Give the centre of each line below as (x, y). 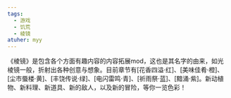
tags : (15, 14)
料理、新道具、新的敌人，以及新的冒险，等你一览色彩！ (106, 87)
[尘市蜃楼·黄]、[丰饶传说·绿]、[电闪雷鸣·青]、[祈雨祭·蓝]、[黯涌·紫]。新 (110, 79)
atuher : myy (25, 40)
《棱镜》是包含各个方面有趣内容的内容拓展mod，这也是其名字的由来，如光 (115, 61)
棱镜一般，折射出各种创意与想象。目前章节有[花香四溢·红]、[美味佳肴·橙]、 (115, 70)
